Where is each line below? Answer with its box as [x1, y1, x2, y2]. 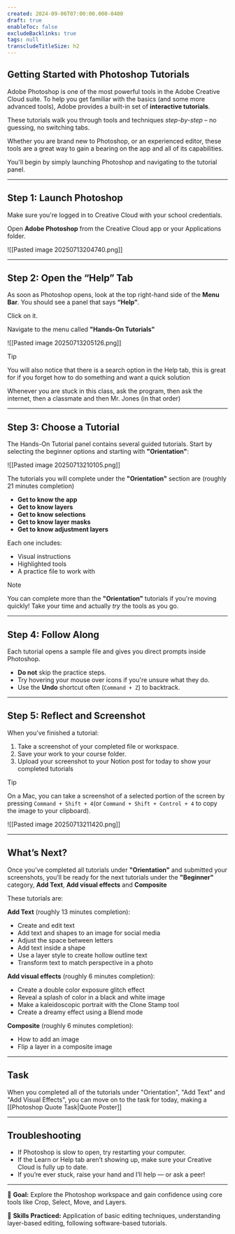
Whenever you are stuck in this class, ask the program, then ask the [7, 387, 203, 396]
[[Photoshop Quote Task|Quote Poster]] [7, 1102, 122, 1111]
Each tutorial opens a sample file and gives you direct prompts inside [7, 647, 206, 656]
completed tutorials [17, 764, 73, 772]
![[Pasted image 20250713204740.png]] [7, 245, 123, 254]
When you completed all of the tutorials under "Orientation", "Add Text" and [7, 1088, 225, 1096]
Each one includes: [7, 539, 62, 547]
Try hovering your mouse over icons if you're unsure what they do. [17, 676, 210, 684]
